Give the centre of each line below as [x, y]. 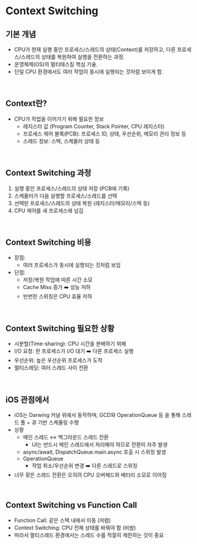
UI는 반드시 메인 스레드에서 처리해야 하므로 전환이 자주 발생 [100, 445]
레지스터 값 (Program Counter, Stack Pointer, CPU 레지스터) [93, 126]
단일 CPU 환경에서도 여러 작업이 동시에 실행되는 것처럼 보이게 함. [88, 72]
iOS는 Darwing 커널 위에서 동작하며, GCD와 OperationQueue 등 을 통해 [97, 415]
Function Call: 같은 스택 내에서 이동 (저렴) [63, 520]
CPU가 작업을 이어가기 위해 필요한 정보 [59, 119]
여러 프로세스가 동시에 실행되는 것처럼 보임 [72, 265]
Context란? [27, 104]
